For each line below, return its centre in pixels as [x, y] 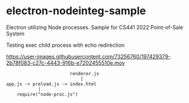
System [15, 33]
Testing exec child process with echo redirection [65, 45]
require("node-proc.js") [47, 94]
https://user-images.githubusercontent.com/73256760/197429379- [88, 56]
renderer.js [84, 73]
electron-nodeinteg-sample [76, 11]
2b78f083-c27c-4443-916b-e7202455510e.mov [66, 63]
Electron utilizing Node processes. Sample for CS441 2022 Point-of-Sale [95, 27]
